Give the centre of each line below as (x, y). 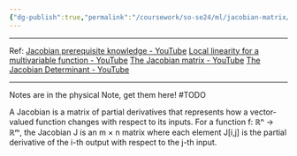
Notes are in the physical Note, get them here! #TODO (107, 94)
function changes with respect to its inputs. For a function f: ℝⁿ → (155, 122)
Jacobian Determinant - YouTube (69, 69)
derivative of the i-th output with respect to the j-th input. (113, 142)
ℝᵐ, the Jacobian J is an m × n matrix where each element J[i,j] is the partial (148, 132)
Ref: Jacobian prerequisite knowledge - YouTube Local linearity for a (134, 50)
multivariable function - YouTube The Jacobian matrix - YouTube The (135, 60)
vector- (263, 112)
